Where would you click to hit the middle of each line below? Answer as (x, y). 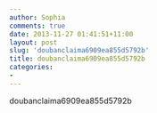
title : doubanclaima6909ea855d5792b (77, 59)
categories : (31, 68)
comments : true (37, 26)
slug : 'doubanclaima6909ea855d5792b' (79, 51)
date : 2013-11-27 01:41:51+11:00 (71, 34)
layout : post (33, 42)
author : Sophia (37, 17)
